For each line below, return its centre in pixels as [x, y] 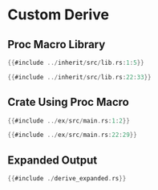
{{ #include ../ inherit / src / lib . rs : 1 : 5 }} [76, 63]
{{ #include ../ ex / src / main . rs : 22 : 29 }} [72, 135]
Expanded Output [53, 160]
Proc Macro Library [57, 44]
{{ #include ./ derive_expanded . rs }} [67, 179]
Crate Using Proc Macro [68, 102]
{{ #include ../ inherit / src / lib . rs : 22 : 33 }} [79, 77]
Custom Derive [59, 15]
